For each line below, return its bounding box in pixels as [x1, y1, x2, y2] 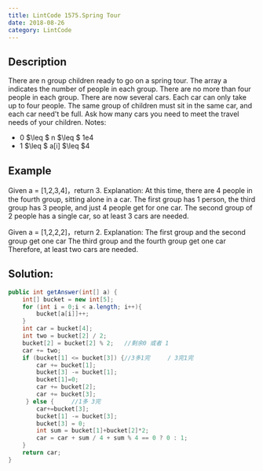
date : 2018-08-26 [8, 19, 65, 27]
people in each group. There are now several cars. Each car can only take [8, 93, 247, 102]
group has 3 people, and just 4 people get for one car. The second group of [8, 203, 253, 212]
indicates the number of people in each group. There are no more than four [8, 84, 251, 94]
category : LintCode [8, 26, 72, 34]
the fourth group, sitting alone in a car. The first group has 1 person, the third [8, 195, 256, 204]
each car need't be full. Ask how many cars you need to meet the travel [8, 109, 239, 119]
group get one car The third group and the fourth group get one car [8, 236, 226, 246]
